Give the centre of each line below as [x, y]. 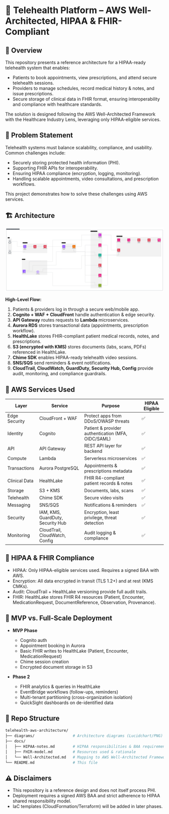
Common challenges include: [35, 153]
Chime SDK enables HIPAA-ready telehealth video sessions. [75, 358]
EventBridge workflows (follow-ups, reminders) [69, 692]
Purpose [110, 406]
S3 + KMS [50, 490]
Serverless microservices [111, 458]
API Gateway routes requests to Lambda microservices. [71, 320]
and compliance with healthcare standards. [57, 104]
